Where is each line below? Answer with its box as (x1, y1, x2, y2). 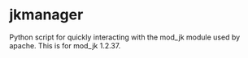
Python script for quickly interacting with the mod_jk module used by (9, 32, 241, 42)
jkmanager (9, 6, 84, 24)
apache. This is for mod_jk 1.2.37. (9, 40, 121, 50)
